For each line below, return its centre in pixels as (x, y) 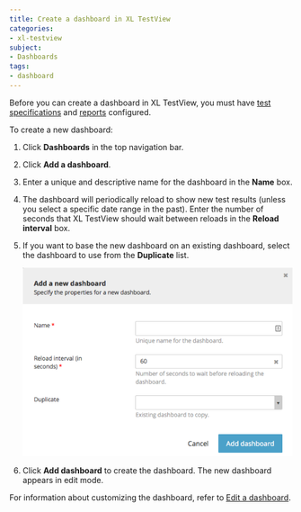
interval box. (46, 228)
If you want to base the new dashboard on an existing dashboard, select (156, 245)
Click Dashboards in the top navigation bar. (103, 147)
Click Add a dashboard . (66, 164)
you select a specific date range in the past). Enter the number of (143, 209)
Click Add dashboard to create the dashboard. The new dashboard (147, 471)
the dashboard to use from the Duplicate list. (106, 255)
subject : (26, 48)
